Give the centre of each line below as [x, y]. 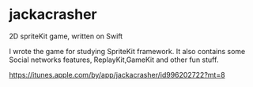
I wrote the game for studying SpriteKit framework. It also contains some [127, 51]
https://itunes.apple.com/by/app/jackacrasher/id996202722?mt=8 [117, 74]
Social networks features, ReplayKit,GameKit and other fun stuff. [114, 60]
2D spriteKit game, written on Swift [66, 36]
